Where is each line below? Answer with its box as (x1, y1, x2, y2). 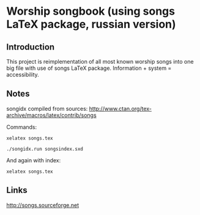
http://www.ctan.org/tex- (89, 105, 152, 112)
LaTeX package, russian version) (6, 17, 176, 31)
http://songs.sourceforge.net (6, 201, 80, 209)
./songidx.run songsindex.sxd (6, 146, 84, 152)
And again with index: (6, 156, 61, 164)
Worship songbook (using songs (6, 4, 176, 18)
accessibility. (6, 71, 40, 78)
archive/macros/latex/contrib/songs (6, 111, 97, 119)
